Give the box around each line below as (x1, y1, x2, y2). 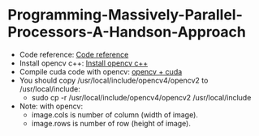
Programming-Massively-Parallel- (7, 6, 243, 24)
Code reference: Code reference (19, 49, 129, 59)
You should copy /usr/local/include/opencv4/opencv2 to (19, 75, 209, 85)
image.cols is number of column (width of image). (31, 109, 198, 119)
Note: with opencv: (19, 101, 83, 111)
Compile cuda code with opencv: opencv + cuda (19, 66, 183, 76)
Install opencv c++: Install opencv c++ (19, 58, 148, 68)
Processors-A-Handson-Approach (7, 23, 247, 41)
